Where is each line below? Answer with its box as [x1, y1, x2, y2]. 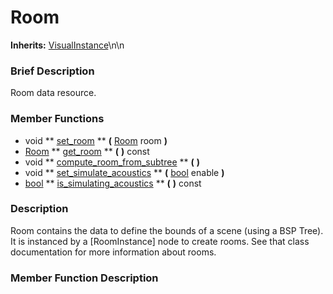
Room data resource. [10, 87, 97, 99]
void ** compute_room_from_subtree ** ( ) [24, 156, 200, 168]
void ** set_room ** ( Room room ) [24, 134, 168, 146]
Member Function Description [10, 271, 159, 285]
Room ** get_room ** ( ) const [24, 145, 150, 157]
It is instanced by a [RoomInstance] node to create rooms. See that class [10, 235, 310, 247]
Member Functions [10, 112, 105, 126]
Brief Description [10, 64, 95, 78]
